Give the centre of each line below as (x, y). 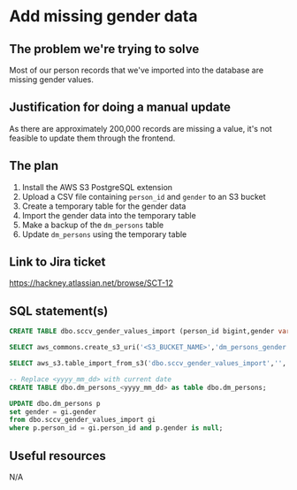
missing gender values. (52, 80)
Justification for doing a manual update (120, 107)
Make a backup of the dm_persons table (93, 225)
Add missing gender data (103, 16)
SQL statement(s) (59, 311)
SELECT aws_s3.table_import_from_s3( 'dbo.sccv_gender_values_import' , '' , (148, 364)
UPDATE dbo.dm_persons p (55, 403)
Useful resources (57, 456)
